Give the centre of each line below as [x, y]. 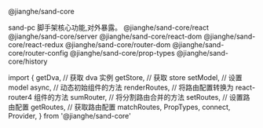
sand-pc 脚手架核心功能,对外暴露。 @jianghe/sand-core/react [109, 27]
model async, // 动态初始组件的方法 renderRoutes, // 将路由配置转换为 [121, 87]
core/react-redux [36, 45]
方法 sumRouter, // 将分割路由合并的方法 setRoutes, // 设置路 [152, 97]
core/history [28, 61]
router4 [20, 97]
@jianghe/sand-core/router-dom [118, 45]
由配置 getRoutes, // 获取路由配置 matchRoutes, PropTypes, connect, [119, 107]
